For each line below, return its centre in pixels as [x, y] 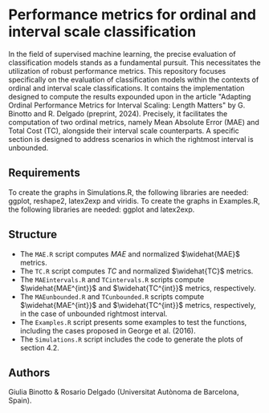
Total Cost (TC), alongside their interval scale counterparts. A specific [124, 131]
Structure [33, 235]
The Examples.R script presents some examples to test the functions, [133, 322]
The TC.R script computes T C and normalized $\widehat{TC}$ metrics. [137, 271]
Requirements [44, 173]
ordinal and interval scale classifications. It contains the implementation [126, 88]
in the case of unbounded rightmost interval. [94, 314]
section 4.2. [40, 347]
